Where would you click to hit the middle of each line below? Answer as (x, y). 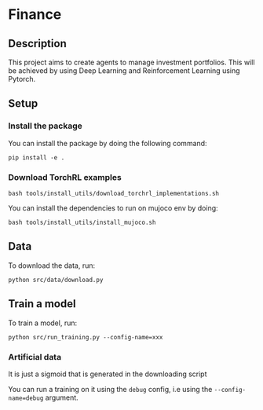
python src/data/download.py (56, 280)
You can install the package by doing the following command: (108, 143)
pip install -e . (37, 157)
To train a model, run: (42, 323)
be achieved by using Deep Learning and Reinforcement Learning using (124, 71)
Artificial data (35, 357)
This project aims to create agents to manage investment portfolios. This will (131, 62)
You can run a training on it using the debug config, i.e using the (110, 389)
